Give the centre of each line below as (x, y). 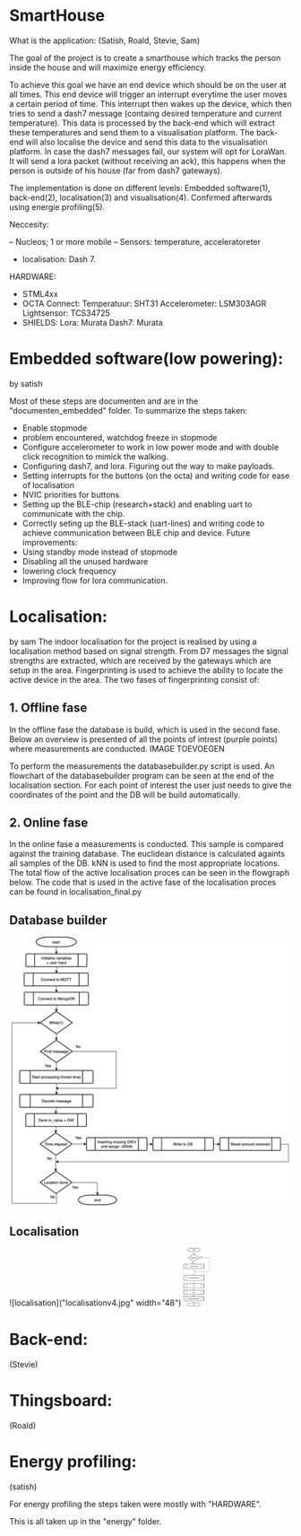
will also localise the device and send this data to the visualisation (146, 142)
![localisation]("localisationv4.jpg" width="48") (95, 1303)
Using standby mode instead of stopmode (99, 552)
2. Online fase (49, 823)
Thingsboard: (61, 1400)
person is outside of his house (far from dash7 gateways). (116, 170)
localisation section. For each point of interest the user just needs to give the (150, 785)
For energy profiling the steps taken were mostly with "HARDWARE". (135, 1504)
